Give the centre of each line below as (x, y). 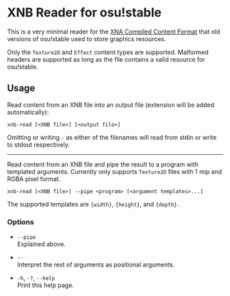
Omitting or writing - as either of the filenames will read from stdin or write (112, 137)
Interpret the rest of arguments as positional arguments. (96, 264)
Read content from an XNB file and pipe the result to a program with (103, 164)
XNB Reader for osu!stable (85, 13)
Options (21, 222)
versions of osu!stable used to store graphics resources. (87, 38)
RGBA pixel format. (34, 179)
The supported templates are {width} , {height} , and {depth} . (93, 204)
